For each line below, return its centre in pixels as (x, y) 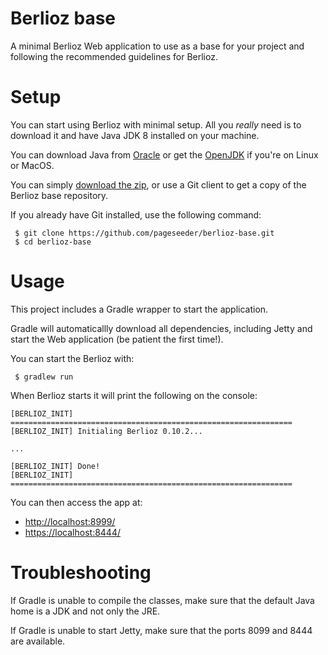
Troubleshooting (81, 573)
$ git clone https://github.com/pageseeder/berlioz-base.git (144, 233)
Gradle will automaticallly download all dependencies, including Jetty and (161, 328)
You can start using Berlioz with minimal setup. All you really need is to (156, 124)
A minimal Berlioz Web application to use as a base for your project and (157, 46)
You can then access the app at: (76, 502)
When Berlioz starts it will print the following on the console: (134, 395)
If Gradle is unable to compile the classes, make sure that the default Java (162, 600)
